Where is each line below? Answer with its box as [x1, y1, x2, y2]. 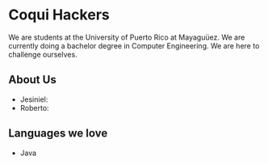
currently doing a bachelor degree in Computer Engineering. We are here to [8, 40, 260, 50]
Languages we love [8, 127, 108, 141]
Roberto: [19, 103, 50, 112]
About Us [8, 73, 57, 86]
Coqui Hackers [8, 6, 111, 24]
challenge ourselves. [8, 49, 78, 59]
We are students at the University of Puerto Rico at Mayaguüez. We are [8, 32, 245, 42]
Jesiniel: [19, 95, 48, 104]
